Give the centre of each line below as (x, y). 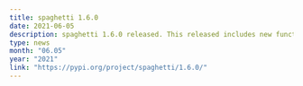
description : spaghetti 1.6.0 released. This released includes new (141, 34)
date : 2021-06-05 (42, 26)
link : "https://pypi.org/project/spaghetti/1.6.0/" (108, 68)
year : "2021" (34, 59)
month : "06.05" (38, 51)
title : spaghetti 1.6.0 (54, 17)
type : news (30, 43)
